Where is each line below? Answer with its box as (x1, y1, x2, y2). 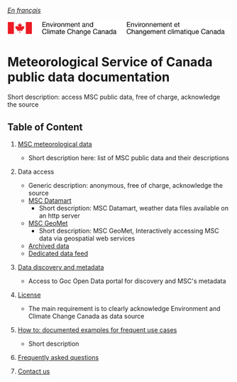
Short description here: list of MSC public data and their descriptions (28, 154, 229, 162)
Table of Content (7, 121, 83, 133)
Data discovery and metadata (17, 263, 104, 272)
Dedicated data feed (28, 249, 89, 258)
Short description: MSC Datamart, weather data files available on (38, 204, 229, 213)
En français (7, 6, 41, 14)
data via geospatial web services (38, 234, 136, 243)
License (17, 291, 41, 299)
